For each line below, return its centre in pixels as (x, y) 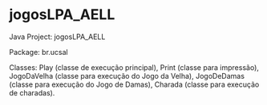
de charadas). (32, 92)
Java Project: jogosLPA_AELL (57, 37)
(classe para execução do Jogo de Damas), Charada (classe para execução (134, 84)
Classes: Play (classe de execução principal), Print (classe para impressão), (134, 67)
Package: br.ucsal (38, 52)
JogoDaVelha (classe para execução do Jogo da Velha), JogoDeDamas (127, 76)
